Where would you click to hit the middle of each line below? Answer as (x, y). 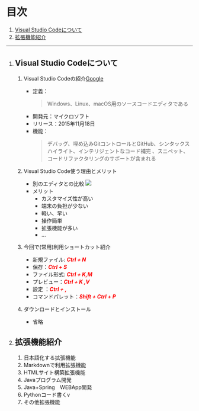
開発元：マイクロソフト (61, 116)
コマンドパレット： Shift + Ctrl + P (74, 296)
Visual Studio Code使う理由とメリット (70, 171)
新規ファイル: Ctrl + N (59, 259)
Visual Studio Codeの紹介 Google (63, 78)
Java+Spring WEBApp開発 (58, 387)
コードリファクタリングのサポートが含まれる (102, 158)
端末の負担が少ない (65, 205)
